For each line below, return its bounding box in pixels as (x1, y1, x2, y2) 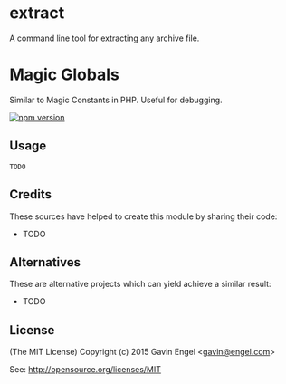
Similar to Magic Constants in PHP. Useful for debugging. (9, 94, 224, 105)
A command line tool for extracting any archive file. (9, 33, 200, 43)
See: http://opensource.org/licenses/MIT (9, 364, 161, 375)
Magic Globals (9, 64, 119, 85)
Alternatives (9, 254, 81, 270)
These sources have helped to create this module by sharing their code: (9, 211, 278, 222)
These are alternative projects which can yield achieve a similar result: (9, 279, 272, 290)
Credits (9, 187, 52, 202)
